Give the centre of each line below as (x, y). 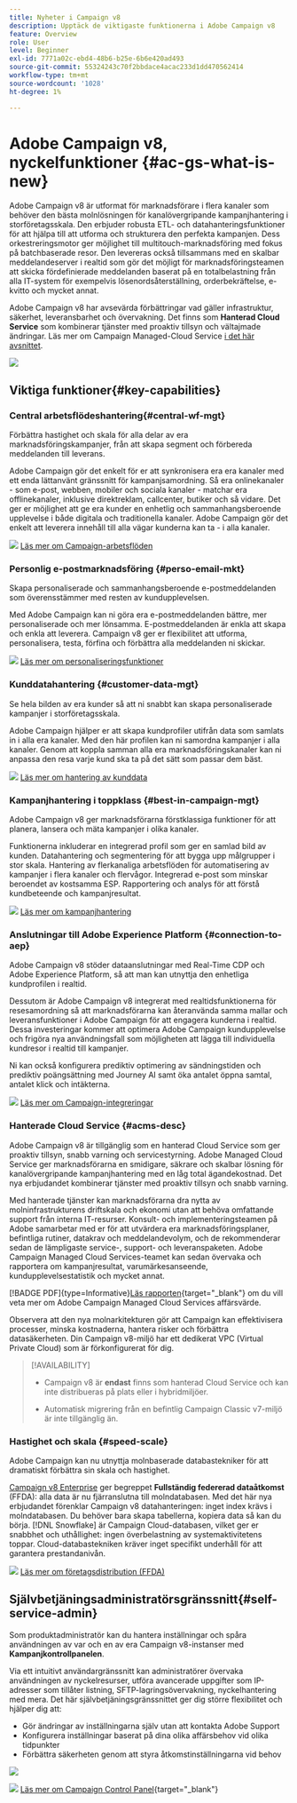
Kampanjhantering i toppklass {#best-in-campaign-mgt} (134, 800)
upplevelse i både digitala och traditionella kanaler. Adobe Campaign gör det (148, 518)
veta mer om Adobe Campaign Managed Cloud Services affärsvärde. (135, 1302)
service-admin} (54, 1613)
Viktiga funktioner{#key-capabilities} (115, 390)
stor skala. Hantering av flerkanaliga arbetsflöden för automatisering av (139, 865)
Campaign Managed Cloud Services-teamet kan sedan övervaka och (135, 1257)
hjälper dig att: (35, 1708)
